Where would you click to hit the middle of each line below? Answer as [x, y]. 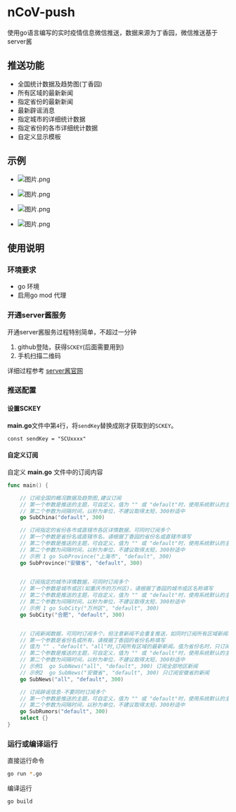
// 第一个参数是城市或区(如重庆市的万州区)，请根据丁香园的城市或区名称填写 [117, 589]
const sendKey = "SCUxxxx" [47, 439]
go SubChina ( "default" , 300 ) [63, 518]
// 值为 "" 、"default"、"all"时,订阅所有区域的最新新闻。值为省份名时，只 [120, 647]
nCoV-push [41, 12]
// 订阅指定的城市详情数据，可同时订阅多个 [74, 582]
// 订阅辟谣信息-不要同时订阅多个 [63, 692]
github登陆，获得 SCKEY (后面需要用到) [71, 347]
